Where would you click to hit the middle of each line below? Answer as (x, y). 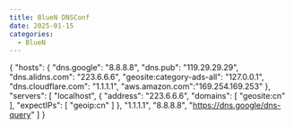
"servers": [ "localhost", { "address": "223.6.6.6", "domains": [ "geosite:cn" (147, 96)
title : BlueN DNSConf (50, 17)
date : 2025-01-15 (42, 26)
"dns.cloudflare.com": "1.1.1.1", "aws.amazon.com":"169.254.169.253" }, (140, 86)
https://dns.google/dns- (237, 105)
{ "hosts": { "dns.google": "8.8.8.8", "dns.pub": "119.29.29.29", (124, 68)
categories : (31, 34)
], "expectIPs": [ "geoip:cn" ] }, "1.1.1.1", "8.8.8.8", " (101, 105)
